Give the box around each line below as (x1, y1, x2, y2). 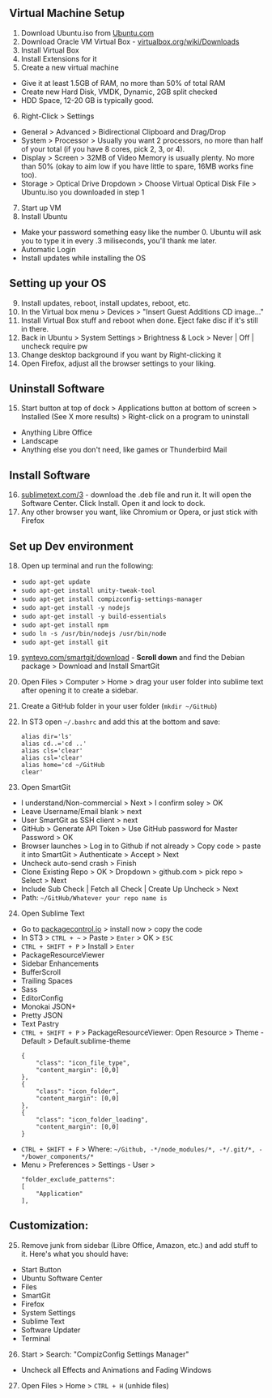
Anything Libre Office (20, 427, 92, 437)
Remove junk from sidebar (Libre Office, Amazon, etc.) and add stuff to (20, 1240, 258, 1250)
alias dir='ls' (20, 733, 73, 741)
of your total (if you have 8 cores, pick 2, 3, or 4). (20, 144, 185, 153)
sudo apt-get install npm (20, 621, 108, 629)
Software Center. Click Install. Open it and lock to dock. (20, 499, 206, 508)
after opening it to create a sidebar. (20, 685, 138, 696)
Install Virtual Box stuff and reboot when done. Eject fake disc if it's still (20, 315, 258, 325)
